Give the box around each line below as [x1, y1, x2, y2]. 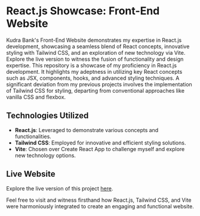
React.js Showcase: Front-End [6, 4, 160, 18]
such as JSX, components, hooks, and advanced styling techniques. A [6, 74, 180, 82]
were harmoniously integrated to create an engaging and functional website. [6, 202, 194, 209]
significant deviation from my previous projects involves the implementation [6, 80, 192, 87]
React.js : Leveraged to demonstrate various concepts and [14, 126, 159, 133]
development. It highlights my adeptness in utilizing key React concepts [6, 68, 183, 75]
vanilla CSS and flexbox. [6, 93, 66, 101]
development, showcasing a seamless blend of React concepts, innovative [6, 43, 190, 50]
